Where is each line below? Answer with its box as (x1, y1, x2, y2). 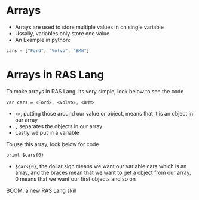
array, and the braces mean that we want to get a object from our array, (14, 169, 191, 176)
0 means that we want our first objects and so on (14, 175, 136, 183)
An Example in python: (14, 36, 71, 43)
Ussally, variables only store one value (14, 29, 110, 37)
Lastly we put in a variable (14, 129, 79, 136)
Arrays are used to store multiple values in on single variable (14, 23, 164, 31)
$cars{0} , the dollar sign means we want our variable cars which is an (14, 162, 187, 169)
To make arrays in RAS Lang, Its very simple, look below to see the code (6, 87, 184, 95)
